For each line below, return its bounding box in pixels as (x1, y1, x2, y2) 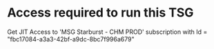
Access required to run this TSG (7, 5, 194, 21)
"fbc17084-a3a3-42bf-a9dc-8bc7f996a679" (7, 35, 135, 43)
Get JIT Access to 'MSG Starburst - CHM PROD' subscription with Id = (7, 28, 208, 36)
